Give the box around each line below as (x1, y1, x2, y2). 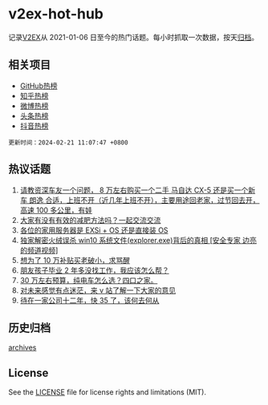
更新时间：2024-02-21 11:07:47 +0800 (8, 138, 128, 147)
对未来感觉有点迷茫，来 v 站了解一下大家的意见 (19, 286, 177, 295)
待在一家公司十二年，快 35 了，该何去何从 (19, 295, 160, 305)
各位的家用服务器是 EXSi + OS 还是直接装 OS (19, 225, 169, 235)
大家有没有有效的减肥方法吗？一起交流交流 (19, 215, 161, 225)
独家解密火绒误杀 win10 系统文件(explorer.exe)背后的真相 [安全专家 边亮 (19, 235, 257, 245)
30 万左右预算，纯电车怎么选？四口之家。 (19, 275, 158, 285)
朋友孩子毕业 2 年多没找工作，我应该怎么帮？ (19, 265, 170, 275)
